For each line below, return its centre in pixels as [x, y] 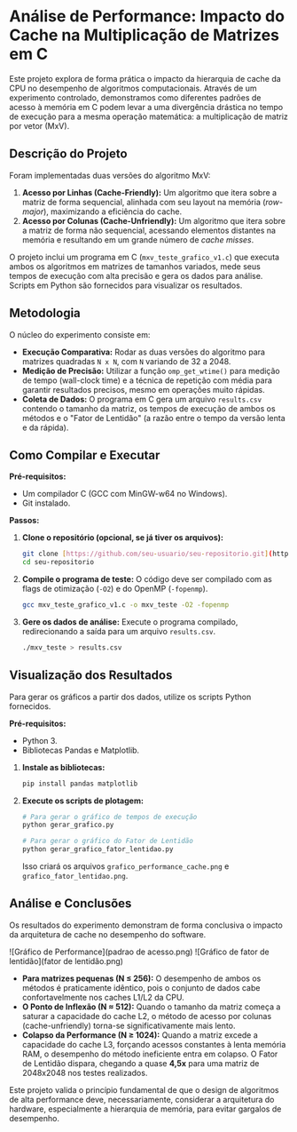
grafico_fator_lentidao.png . [75, 876]
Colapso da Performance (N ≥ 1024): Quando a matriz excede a [140, 1035]
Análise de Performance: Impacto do [147, 16]
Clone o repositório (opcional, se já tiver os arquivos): [123, 538]
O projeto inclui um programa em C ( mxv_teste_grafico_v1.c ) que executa [145, 257]
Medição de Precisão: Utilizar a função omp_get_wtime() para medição [151, 371]
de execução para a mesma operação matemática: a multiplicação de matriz [148, 116]
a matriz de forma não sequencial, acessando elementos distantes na [149, 230]
